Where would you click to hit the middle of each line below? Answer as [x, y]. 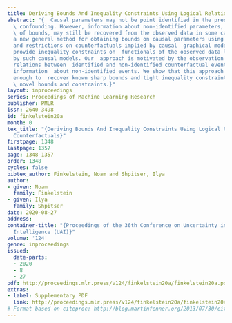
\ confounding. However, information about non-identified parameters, [119, 26]
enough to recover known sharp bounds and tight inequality [103, 78]
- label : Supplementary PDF [48, 296]
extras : [18, 290]
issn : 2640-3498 [30, 110]
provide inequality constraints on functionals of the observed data [117, 52]
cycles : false [28, 167]
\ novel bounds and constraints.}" [65, 84]
